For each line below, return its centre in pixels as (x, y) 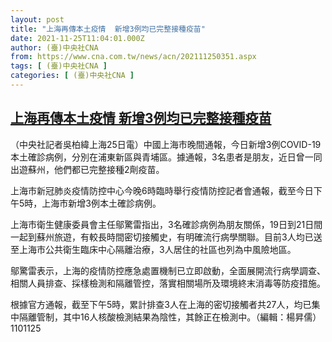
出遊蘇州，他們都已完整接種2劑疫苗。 (87, 169)
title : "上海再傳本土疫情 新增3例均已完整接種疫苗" (108, 29)
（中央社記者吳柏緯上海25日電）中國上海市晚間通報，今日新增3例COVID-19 (166, 144)
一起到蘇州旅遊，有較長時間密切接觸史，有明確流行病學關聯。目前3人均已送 (166, 237)
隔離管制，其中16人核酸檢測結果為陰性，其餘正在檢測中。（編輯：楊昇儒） (170, 317)
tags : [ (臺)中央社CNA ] (59, 66)
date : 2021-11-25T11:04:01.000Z (77, 38)
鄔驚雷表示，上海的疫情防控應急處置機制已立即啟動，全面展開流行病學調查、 (168, 270)
